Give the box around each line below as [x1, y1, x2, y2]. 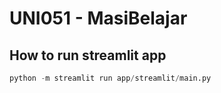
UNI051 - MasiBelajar [9, 7, 188, 30]
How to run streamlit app [9, 47, 167, 64]
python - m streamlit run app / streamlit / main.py [9, 73, 212, 83]
